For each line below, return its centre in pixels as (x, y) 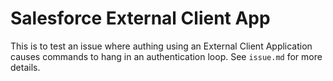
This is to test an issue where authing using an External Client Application (161, 46)
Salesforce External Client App (140, 18)
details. (25, 67)
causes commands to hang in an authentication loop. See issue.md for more (166, 56)
